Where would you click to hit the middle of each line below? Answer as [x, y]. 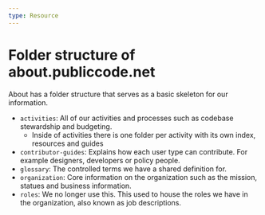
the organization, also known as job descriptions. [101, 202]
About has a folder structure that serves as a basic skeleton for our [119, 94]
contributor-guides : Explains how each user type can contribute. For [134, 151]
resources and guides [67, 143]
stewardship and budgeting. [66, 126]
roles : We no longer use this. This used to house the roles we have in [134, 194]
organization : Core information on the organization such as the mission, [138, 177]
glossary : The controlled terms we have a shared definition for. [123, 169]
